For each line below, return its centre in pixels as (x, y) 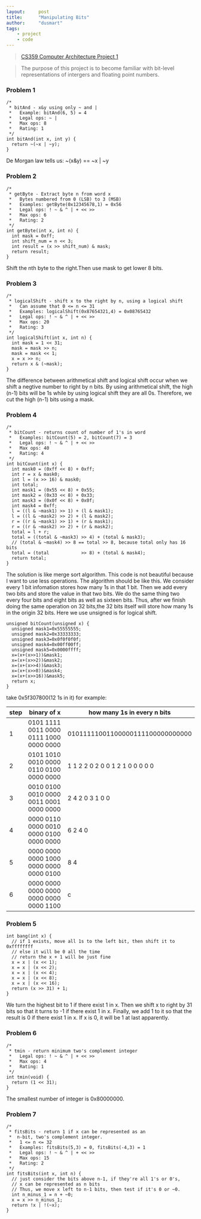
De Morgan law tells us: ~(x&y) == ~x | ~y (58, 161)
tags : (13, 28)
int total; (25, 485)
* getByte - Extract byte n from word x (60, 194)
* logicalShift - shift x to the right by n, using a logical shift (96, 301)
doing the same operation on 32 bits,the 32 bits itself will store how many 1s (100, 607)
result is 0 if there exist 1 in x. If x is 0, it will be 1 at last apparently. (88, 1018)
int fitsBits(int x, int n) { (44, 1174)
